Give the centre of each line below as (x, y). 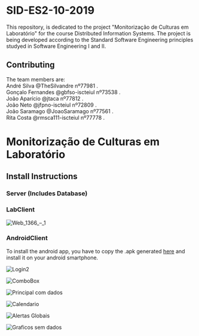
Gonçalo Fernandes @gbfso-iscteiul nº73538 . (63, 92)
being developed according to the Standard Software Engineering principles (100, 40)
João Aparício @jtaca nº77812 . (45, 98)
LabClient (20, 210)
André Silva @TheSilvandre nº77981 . (52, 86)
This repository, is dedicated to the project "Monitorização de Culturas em (98, 27)
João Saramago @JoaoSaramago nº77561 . (60, 111)
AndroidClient (27, 238)
